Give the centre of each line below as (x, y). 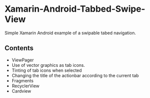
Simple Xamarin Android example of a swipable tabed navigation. (70, 33)
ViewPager (23, 60)
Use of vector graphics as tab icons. (48, 65)
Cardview (21, 91)
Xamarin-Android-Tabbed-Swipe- (75, 9)
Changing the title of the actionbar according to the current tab (75, 75)
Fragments (23, 80)
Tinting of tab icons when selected (47, 70)
